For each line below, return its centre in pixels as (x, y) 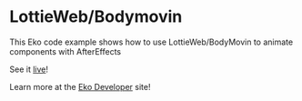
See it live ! (29, 69)
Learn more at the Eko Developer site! (80, 86)
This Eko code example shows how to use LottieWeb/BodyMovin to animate (151, 42)
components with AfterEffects (65, 51)
